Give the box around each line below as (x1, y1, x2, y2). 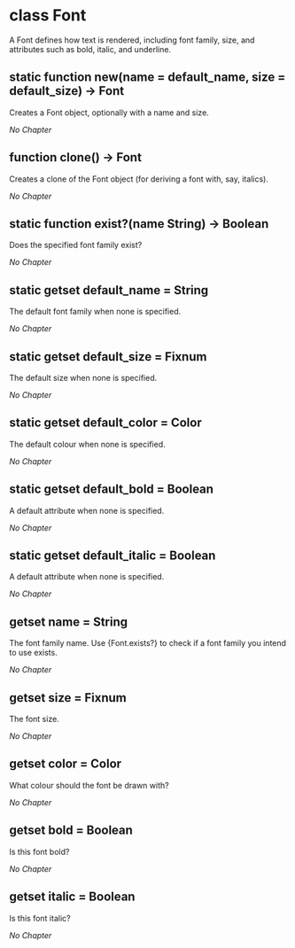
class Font (9, 5, 87, 26)
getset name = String (9, 614, 128, 629)
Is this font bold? (9, 846, 70, 857)
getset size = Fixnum (9, 690, 127, 705)
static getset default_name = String (9, 283, 209, 298)
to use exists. (9, 648, 58, 658)
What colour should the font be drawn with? (9, 780, 170, 790)
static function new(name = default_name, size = (9, 70, 286, 85)
